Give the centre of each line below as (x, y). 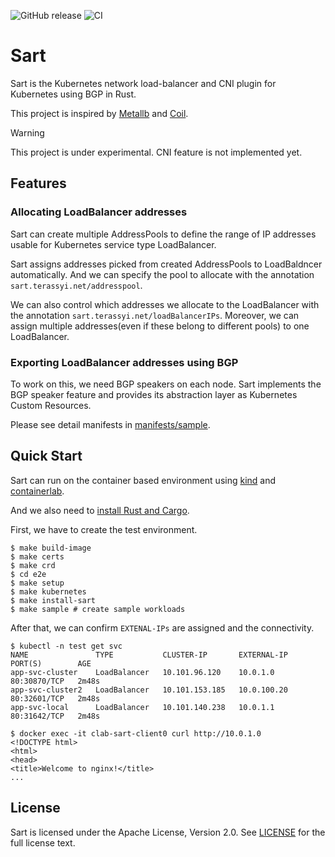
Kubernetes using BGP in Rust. (73, 94)
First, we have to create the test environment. (104, 529)
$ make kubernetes (48, 591)
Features (38, 183)
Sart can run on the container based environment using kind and (143, 480)
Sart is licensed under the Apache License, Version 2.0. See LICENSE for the (168, 832)
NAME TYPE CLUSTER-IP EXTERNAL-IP (149, 655)
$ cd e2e (28, 574)
